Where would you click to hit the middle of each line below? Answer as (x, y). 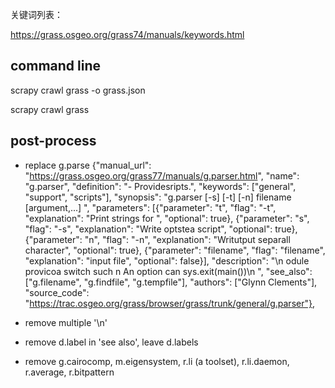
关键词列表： (36, 14)
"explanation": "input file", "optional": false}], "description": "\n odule (167, 260)
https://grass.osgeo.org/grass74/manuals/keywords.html (127, 34)
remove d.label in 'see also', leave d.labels (111, 342)
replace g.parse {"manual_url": (88, 165)
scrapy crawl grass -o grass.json (78, 90)
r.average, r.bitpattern (69, 372)
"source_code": (57, 292)
